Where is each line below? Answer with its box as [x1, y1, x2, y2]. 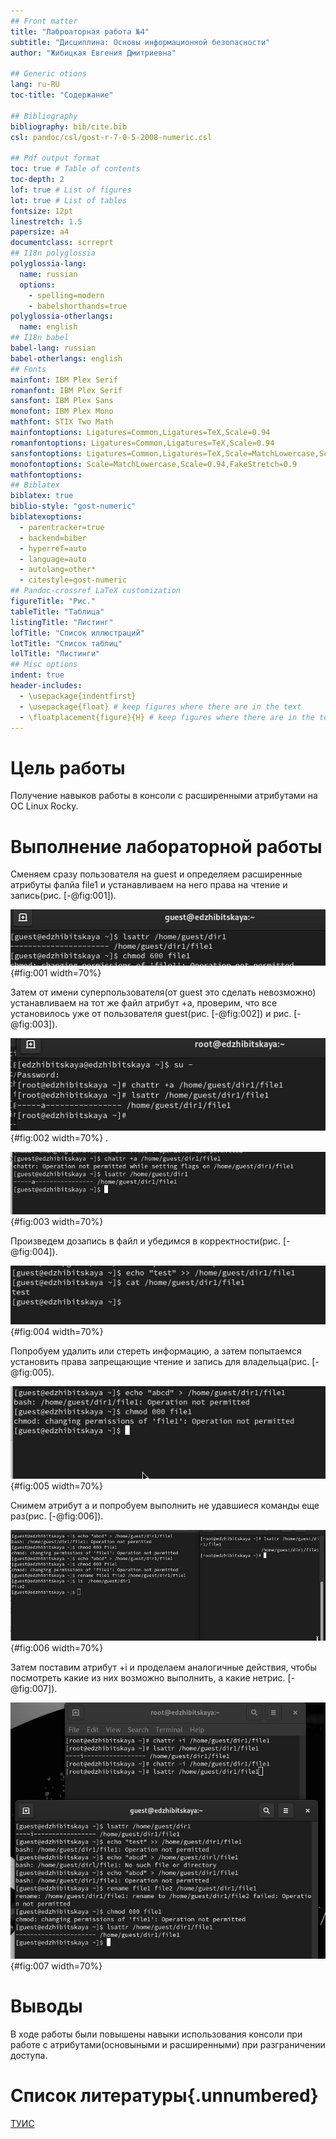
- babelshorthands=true [28, 301, 128, 311]
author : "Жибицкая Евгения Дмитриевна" [10, 48, 177, 58]
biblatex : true [10, 491, 74, 501]
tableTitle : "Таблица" [10, 606, 105, 617]
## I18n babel [10, 333, 70, 343]
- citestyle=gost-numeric [19, 575, 128, 585]
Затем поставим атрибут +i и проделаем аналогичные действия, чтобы [10, 1661, 317, 1673]
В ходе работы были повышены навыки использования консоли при [10, 2028, 303, 2040]
